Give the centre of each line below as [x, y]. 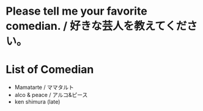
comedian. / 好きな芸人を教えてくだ [96, 26]
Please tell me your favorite [76, 11]
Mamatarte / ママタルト [44, 87]
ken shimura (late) [37, 102]
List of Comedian [50, 70]
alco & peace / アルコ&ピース [51, 95]
